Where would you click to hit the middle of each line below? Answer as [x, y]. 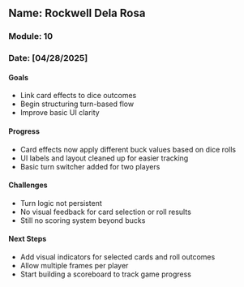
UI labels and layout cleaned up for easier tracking [104, 158]
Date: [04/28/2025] [48, 58]
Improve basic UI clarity [60, 113]
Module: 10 [31, 36]
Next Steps [28, 239]
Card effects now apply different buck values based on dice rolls [128, 149]
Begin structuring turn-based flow [77, 104]
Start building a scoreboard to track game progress [106, 274]
